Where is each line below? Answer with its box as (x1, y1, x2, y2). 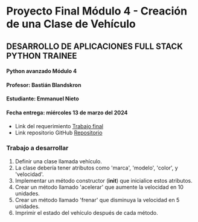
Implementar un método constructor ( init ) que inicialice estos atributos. (14, 177, 193, 184)
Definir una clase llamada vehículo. (14, 157, 103, 165)
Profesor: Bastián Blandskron (6, 81, 81, 88)
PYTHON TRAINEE (6, 50, 77, 61)
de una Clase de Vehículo (6, 17, 136, 31)
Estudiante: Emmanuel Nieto (6, 95, 80, 102)
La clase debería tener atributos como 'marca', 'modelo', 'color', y (14, 164, 178, 171)
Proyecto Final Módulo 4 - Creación (6, 4, 188, 18)
